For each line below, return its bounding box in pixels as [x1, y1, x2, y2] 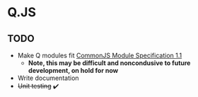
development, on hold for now [28, 67, 119, 74]
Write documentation [17, 74, 79, 82]
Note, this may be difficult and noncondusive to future [28, 59, 191, 67]
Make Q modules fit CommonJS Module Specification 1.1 [17, 51, 182, 59]
